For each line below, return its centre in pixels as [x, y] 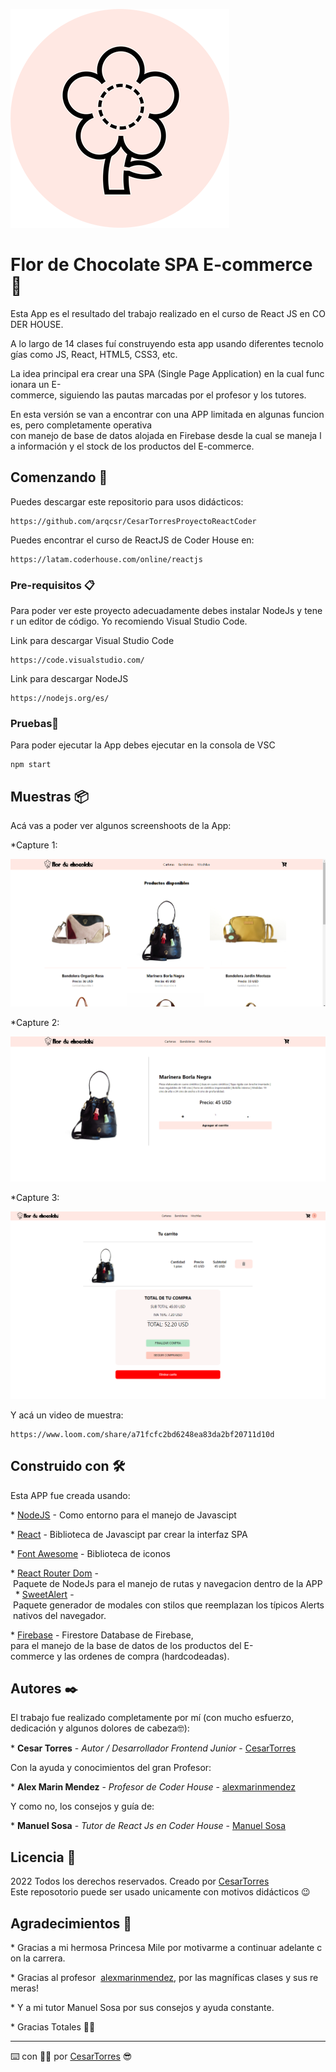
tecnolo [308, 343]
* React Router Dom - [54, 1573]
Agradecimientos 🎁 [71, 1923]
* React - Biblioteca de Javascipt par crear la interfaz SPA [129, 1534]
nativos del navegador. [59, 1615]
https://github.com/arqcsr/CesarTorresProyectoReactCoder [133, 521]
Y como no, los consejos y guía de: [82, 1806]
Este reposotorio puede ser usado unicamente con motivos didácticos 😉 [160, 1892]
